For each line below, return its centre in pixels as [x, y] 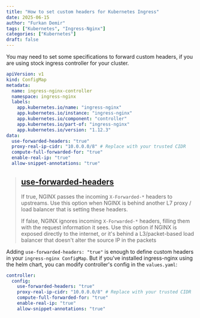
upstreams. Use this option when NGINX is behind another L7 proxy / [106, 203]
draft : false [22, 40]
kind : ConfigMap [26, 79]
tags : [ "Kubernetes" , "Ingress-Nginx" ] [56, 28]
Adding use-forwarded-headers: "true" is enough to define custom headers [100, 251]
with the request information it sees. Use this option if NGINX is [99, 227]
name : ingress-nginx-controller [52, 91]
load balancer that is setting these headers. [74, 209]
